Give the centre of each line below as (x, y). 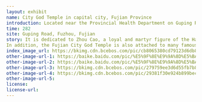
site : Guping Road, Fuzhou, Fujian (51, 34)
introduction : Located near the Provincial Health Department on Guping (99, 23)
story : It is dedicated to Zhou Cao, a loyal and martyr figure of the (98, 40)
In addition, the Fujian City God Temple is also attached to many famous (102, 46)
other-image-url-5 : (31, 79)
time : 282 (19, 28)
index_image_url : (28, 51)
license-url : (23, 90)
